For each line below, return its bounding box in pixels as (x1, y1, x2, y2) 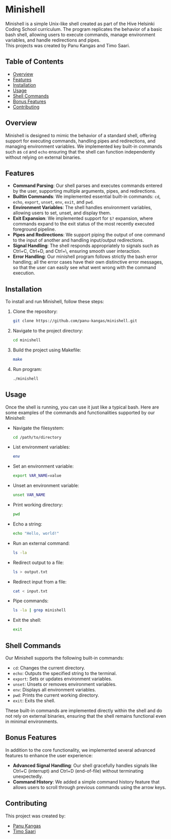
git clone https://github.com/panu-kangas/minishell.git (12, 319, 138, 324)
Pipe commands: (12, 598, 49, 604)
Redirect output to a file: (12, 559, 64, 566)
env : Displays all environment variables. (12, 686, 96, 693)
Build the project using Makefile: (12, 347, 81, 353)
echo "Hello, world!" (12, 531, 59, 536)
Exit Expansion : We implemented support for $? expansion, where (12, 215, 153, 221)
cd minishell (12, 338, 41, 343)
